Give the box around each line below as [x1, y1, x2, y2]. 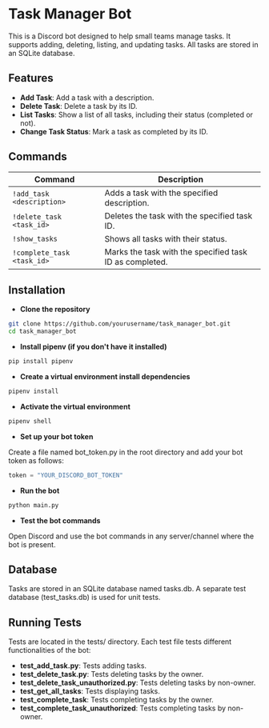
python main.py [8, 501, 59, 509]
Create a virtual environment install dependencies [19, 372, 191, 381]
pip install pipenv [8, 358, 74, 366]
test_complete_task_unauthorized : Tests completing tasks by [19, 703, 227, 713]
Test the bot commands [19, 515, 101, 525]
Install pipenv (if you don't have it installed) [19, 342, 167, 352]
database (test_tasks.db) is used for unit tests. [8, 593, 161, 602]
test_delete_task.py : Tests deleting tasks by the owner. [19, 670, 204, 679]
